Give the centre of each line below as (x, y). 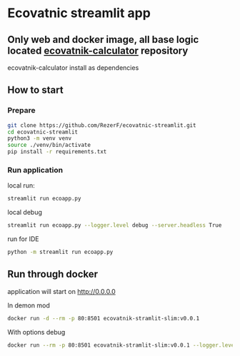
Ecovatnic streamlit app (79, 13)
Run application (35, 170)
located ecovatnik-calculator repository (98, 50)
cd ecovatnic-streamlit (43, 132)
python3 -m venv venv (40, 138)
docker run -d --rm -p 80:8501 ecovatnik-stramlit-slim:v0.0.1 (104, 318)
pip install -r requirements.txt (57, 152)
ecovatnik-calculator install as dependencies (73, 68)
